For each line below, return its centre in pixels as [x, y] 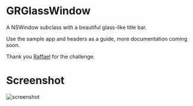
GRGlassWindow [48, 11]
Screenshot [35, 81]
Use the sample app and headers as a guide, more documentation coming [97, 38]
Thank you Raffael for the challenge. [50, 56]
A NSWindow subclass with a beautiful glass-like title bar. [77, 27]
